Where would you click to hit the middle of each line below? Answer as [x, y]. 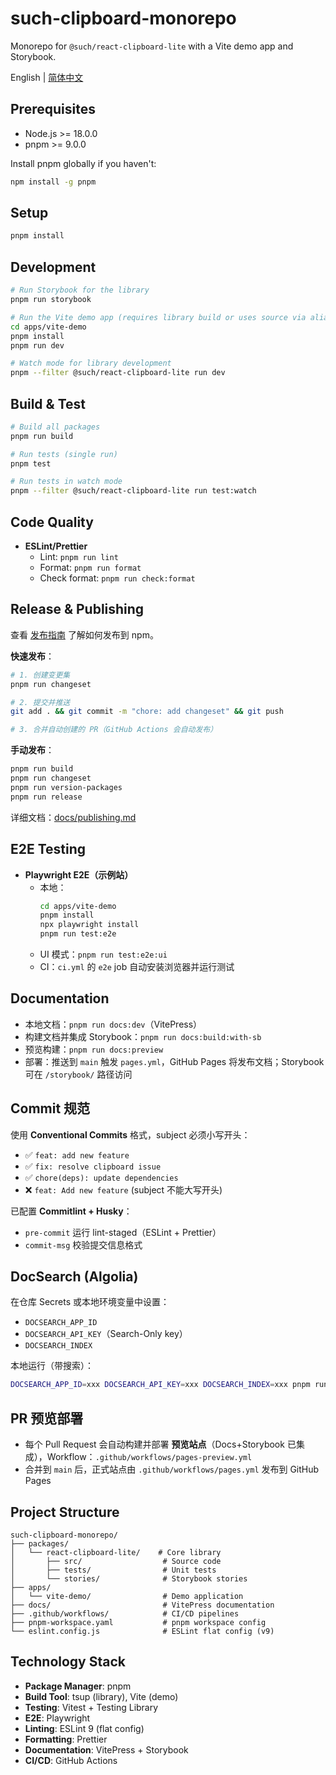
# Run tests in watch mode [66, 482]
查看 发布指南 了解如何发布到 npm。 [84, 634]
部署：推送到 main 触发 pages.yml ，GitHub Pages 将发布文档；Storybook [174, 1061]
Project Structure [65, 1512]
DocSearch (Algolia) [74, 1277]
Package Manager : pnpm [78, 1686]
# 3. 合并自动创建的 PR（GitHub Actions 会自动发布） [114, 730]
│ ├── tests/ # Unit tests [113, 1570]
